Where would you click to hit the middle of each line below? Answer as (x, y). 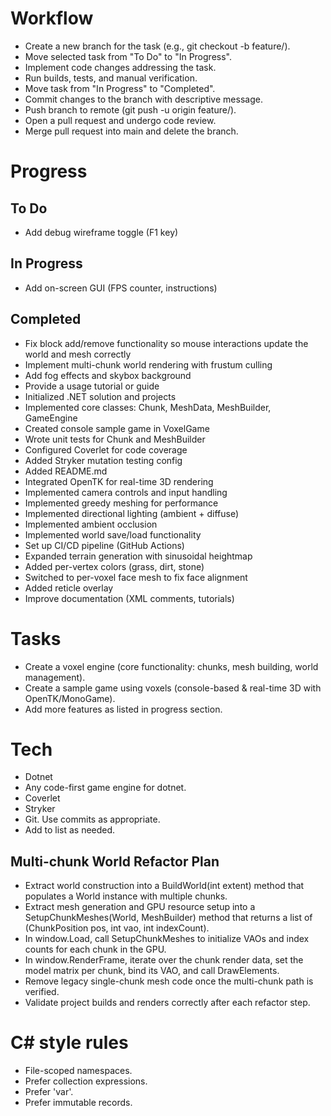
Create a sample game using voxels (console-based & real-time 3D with (173, 688)
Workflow (52, 18)
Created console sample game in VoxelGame (117, 428)
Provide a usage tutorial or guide (92, 386)
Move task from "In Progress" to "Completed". (120, 88)
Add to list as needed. (70, 830)
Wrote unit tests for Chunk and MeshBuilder (115, 439)
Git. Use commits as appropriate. (92, 819)
